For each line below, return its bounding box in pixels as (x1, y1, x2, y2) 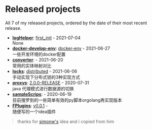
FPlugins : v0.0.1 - (12, 103, 48, 109)
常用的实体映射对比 (12, 63, 52, 68)
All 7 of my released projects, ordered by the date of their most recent (5, 20, 147, 26)
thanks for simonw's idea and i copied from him (17, 118, 114, 125)
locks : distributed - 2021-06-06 (12, 68, 77, 74)
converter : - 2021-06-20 (12, 57, 63, 63)
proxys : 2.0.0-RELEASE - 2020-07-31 (12, 79, 89, 85)
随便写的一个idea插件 (12, 108, 56, 115)
